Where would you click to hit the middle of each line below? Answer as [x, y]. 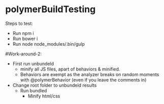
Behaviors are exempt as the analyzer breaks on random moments [90, 74]
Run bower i [25, 39]
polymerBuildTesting [51, 9]
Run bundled [34, 90]
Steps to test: [19, 23]
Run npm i [23, 33]
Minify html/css [44, 96]
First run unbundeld [33, 63]
